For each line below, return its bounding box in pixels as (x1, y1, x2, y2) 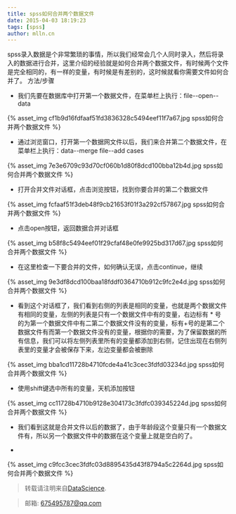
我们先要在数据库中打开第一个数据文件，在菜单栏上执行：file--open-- (17, 92, 219, 100)
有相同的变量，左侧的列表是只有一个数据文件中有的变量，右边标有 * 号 (17, 311, 221, 319)
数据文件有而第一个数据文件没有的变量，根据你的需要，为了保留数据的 (17, 328, 221, 337)
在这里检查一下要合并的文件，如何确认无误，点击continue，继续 (17, 263, 204, 271)
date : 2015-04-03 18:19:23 (7, 17, 86, 24)
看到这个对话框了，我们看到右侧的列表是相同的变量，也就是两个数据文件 (17, 301, 227, 310)
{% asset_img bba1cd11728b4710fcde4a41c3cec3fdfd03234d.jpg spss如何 (7, 361, 225, 369)
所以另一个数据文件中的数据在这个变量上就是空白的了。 (36, 432, 197, 440)
